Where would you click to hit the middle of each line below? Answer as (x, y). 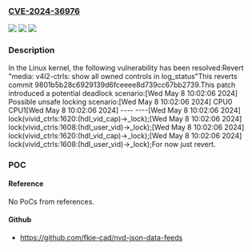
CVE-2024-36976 (44, 11)
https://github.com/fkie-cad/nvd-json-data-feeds (101, 237)
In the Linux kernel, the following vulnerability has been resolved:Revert (126, 67)
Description (32, 50)
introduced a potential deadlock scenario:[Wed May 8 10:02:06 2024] (123, 93)
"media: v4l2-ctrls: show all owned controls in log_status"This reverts (123, 76)
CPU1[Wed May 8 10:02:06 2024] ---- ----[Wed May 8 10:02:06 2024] (125, 110)
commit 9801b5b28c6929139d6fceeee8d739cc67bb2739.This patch (122, 85)
